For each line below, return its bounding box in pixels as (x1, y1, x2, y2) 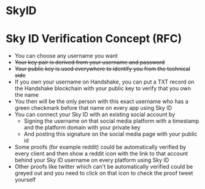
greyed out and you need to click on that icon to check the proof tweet (14, 169, 193, 177)
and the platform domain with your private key (23, 124, 141, 131)
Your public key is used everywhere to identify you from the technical (14, 65, 191, 72)
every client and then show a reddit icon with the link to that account (14, 150, 188, 157)
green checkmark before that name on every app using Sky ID (14, 104, 172, 112)
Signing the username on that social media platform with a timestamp (23, 117, 199, 125)
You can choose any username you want (14, 52, 118, 60)
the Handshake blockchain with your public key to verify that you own (14, 85, 191, 92)
